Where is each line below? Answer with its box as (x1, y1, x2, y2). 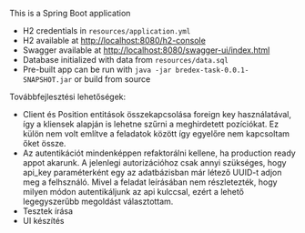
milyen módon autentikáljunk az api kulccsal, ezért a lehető (22, 187, 244, 197)
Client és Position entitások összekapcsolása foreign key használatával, (22, 109, 292, 119)
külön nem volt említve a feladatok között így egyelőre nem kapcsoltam (22, 128, 290, 139)
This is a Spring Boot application (9, 8, 131, 18)
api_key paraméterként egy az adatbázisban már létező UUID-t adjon (22, 167, 282, 177)
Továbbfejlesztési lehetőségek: (9, 91, 127, 102)
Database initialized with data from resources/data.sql (22, 55, 229, 65)
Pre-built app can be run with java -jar (22, 64, 172, 75)
